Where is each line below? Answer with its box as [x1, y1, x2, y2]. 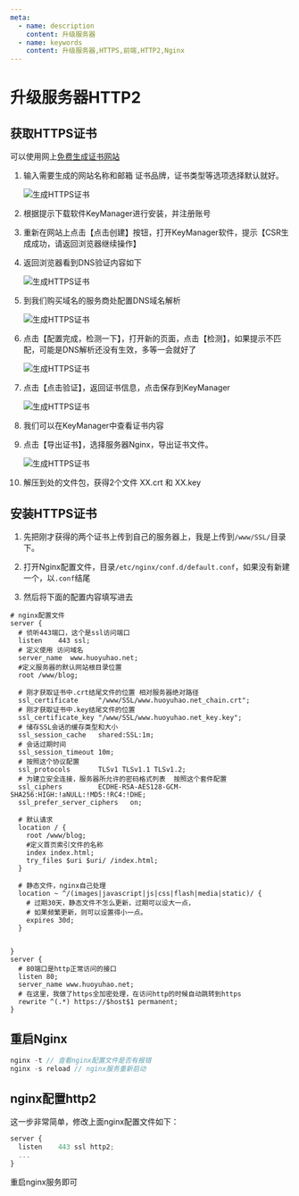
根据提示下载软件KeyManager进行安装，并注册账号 [22, 208, 212, 219]
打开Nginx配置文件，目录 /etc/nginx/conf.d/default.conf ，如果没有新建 [22, 561, 291, 572]
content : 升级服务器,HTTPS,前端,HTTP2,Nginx [26, 46, 186, 55]
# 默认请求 [18, 815, 54, 824]
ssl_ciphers [18, 782, 63, 791]
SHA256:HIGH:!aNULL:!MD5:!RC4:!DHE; [10, 790, 146, 799]
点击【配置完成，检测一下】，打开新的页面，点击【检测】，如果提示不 [22, 333, 274, 344]
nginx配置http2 [10, 1091, 96, 1106]
